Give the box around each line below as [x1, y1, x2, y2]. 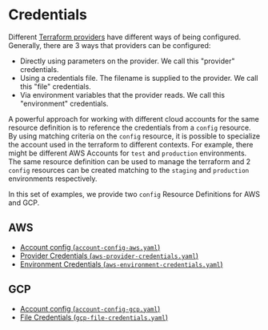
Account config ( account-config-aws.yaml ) [19, 242, 161, 252]
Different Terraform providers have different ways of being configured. [8, 32, 242, 42]
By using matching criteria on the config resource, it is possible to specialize [8, 131, 261, 141]
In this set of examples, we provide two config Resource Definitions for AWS [8, 189, 261, 199]
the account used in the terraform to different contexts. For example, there [8, 139, 254, 149]
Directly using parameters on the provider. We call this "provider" [19, 56, 235, 66]
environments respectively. [8, 174, 98, 183]
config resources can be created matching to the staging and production [8, 165, 250, 175]
